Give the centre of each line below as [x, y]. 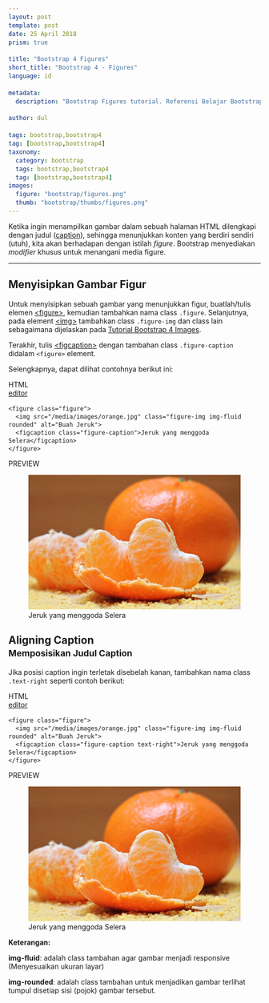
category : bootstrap [50, 160]
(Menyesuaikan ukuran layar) [56, 967]
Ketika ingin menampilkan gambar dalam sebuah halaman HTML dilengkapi [132, 226]
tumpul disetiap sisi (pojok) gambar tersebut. [82, 991]
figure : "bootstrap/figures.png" [71, 195]
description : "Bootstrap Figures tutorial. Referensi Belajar [121, 101]
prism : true [28, 42]
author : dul [28, 118]
